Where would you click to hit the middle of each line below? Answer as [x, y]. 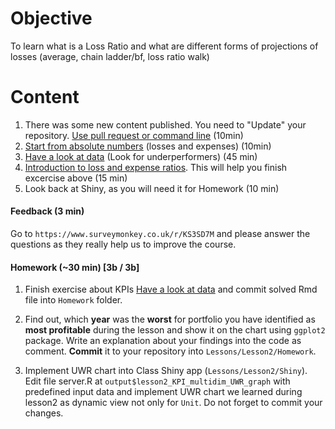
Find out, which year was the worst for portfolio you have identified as [170, 319]
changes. [44, 413]
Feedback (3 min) [47, 211]
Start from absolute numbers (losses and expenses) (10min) [148, 146]
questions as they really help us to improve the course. [123, 244]
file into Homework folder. [73, 300]
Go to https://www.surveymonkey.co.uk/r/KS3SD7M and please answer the [160, 234]
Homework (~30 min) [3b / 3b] [75, 267]
